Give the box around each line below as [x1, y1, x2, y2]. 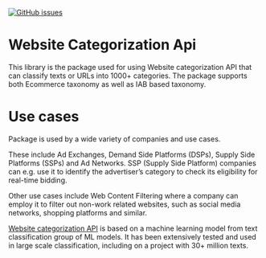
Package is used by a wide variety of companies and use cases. [8, 133, 221, 144]
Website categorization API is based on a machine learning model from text [8, 223, 258, 233]
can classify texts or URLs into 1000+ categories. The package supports [8, 71, 248, 80]
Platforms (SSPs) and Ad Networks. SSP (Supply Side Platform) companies [8, 158, 257, 168]
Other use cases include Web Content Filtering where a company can [8, 190, 239, 200]
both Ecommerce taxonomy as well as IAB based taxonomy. [8, 79, 207, 88]
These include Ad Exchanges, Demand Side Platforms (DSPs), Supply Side [8, 149, 256, 159]
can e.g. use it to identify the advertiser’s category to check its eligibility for [8, 166, 259, 176]
